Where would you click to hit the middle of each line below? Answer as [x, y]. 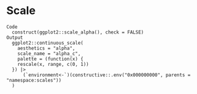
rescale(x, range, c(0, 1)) [53, 64]
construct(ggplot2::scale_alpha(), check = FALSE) [78, 32]
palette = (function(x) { [51, 59]
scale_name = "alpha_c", [49, 53]
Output [15, 37]
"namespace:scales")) [34, 80]
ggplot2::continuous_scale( [48, 43]
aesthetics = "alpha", [46, 48]
